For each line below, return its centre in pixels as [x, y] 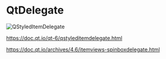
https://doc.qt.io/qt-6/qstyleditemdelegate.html [64, 38]
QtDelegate [35, 10]
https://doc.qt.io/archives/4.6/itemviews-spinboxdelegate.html [83, 49]
